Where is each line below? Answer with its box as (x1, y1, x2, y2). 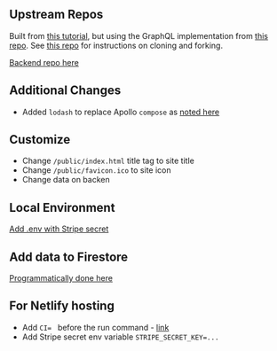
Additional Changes (9, 83, 122, 98)
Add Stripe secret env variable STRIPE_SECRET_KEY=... (21, 331, 219, 342)
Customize (9, 132, 71, 147)
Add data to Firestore (9, 249, 129, 264)
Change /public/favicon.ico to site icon (21, 165, 171, 175)
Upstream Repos (9, 7, 104, 22)
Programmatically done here (9, 273, 114, 284)
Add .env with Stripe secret (9, 223, 109, 234)
